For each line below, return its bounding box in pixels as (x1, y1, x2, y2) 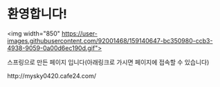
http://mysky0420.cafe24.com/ (7, 71, 97, 79)
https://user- (61, 29, 98, 38)
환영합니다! (7, 6, 68, 22)
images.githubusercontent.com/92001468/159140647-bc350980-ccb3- (7, 36, 213, 45)
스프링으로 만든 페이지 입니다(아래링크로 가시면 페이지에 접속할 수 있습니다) (7, 58, 210, 66)
